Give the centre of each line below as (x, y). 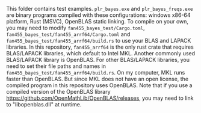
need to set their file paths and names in (56, 66)
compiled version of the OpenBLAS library (58, 92)
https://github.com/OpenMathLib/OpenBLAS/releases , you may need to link (100, 98)
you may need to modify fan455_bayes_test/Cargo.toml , (76, 28)
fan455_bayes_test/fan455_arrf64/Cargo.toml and (68, 34)
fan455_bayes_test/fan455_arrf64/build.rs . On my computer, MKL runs (96, 72)
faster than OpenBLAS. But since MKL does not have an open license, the (97, 79)
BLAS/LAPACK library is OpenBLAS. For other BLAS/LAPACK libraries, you (98, 60)
